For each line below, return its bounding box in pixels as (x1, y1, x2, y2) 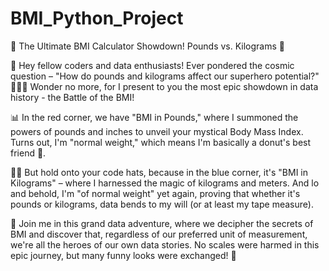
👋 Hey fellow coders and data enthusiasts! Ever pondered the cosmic (10, 59, 295, 71)
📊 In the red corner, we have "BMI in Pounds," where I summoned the (10, 111, 299, 123)
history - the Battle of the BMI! (10, 91, 135, 103)
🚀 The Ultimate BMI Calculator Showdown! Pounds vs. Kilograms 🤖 (10, 40, 285, 52)
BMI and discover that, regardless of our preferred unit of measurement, (10, 228, 308, 240)
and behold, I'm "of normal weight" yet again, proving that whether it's (10, 187, 301, 199)
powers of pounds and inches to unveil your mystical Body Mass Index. (10, 125, 304, 137)
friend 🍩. (10, 147, 47, 159)
